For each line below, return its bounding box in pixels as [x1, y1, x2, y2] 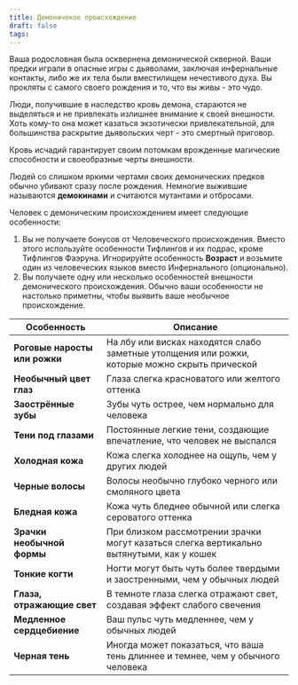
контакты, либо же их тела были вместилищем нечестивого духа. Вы [9, 73, 272, 83]
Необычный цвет [13, 373, 91, 385]
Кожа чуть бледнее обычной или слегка [106, 500, 281, 513]
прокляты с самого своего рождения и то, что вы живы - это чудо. [9, 82, 263, 93]
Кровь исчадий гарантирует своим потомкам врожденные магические [9, 145, 280, 155]
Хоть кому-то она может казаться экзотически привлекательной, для [9, 118, 275, 129]
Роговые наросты [13, 342, 93, 354]
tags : [9, 29, 29, 38]
